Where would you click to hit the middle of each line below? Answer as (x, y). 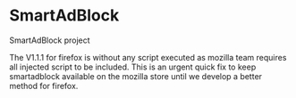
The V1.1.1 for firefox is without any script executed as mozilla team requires (148, 57)
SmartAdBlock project (50, 40)
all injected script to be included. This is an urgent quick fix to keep (133, 67)
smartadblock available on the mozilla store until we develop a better (135, 76)
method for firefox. (44, 86)
